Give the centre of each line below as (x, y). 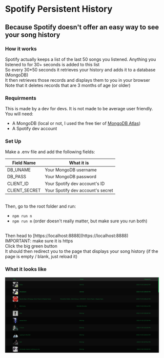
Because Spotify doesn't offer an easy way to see (82, 27)
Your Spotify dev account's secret (79, 190)
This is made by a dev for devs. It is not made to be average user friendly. (79, 109)
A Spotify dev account (34, 129)
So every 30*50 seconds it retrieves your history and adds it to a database (80, 70)
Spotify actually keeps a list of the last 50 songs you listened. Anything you (81, 59)
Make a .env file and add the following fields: (50, 152)
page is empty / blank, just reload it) (41, 257)
